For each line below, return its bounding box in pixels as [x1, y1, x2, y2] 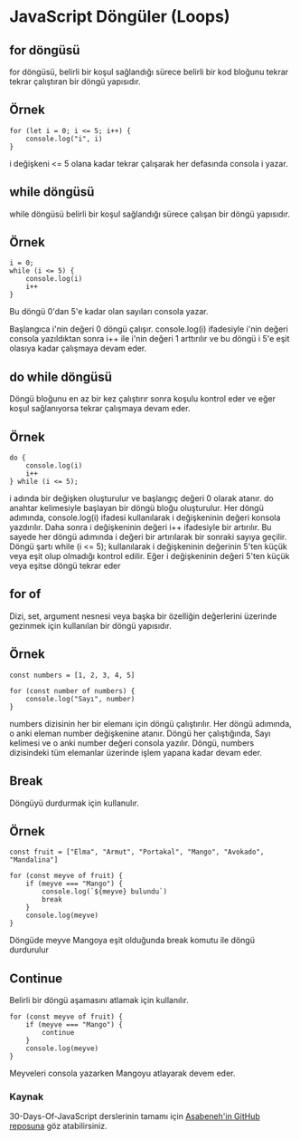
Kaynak [9, 1090, 44, 1103]
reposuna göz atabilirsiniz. [9, 1121, 108, 1132]
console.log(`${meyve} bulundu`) [42, 887, 168, 896]
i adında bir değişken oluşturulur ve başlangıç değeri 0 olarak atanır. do [9, 493, 274, 504]
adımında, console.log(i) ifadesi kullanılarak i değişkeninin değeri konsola [9, 512, 281, 523]
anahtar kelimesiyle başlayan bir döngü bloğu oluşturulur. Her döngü [9, 503, 264, 514]
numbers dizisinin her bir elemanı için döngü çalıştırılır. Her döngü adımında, [9, 718, 292, 729]
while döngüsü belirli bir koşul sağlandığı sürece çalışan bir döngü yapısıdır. [9, 208, 291, 219]
